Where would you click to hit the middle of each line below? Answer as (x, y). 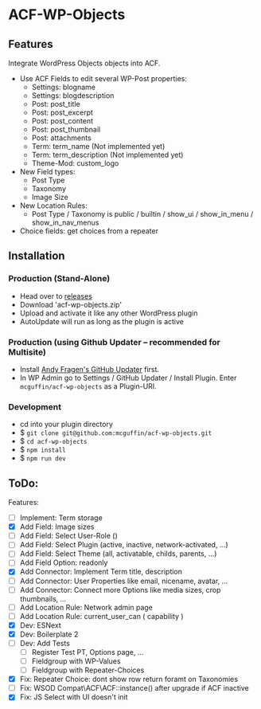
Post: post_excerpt (62, 112)
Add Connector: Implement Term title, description (101, 572)
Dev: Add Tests (45, 643)
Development (35, 406)
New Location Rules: (53, 206)
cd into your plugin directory (66, 425)
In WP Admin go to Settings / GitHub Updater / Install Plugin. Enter (128, 378)
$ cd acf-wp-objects (53, 441)
